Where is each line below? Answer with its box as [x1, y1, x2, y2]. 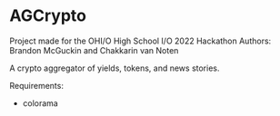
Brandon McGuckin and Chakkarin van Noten [9, 44, 179, 55]
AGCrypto [9, 5, 86, 26]
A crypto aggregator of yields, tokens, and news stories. [9, 63, 220, 73]
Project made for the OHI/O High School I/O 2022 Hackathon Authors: [9, 35, 272, 46]
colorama [22, 97, 59, 109]
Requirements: [9, 80, 64, 91]
